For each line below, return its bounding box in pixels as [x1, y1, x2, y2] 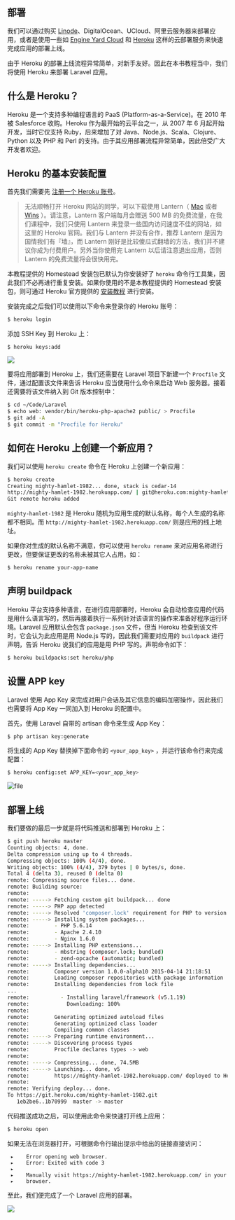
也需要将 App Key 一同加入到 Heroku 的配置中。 [7, 704, 145, 712]
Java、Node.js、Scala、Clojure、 [123, 127, 220, 136]
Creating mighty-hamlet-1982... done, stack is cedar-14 [7, 483, 177, 490]
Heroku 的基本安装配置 [7, 167, 107, 180]
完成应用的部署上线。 [7, 44, 69, 53]
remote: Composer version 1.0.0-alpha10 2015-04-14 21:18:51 [7, 968, 211, 975]
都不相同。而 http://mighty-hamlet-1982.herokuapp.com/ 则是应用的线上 [7, 518, 216, 527]
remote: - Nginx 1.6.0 [7, 936, 96, 943]
